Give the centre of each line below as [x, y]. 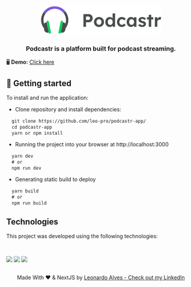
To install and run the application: [47, 98]
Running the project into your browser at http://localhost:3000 [92, 144]
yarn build [25, 191]
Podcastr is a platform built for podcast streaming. [101, 48]
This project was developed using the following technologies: [82, 236]
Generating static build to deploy [55, 179]
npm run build [29, 203]
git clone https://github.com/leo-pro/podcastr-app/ [79, 122]
